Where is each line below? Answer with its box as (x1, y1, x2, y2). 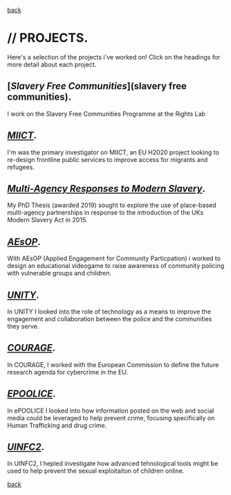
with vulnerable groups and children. (7, 269, 112, 278)
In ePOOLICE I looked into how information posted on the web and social (7, 406, 214, 415)
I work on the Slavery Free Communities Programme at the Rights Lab (7, 109, 206, 118)
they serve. (7, 322, 39, 330)
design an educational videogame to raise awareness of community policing (7, 262, 225, 270)
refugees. (7, 163, 35, 171)
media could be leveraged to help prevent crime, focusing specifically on (7, 413, 215, 422)
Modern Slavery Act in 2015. (7, 216, 88, 224)
